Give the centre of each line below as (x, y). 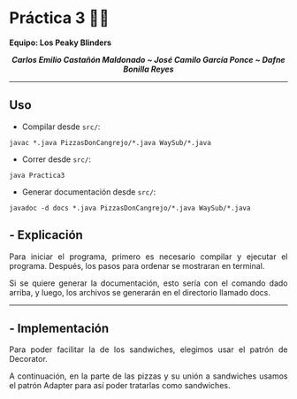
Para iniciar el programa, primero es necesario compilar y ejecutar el (148, 257)
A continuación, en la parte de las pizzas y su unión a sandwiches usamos (148, 376)
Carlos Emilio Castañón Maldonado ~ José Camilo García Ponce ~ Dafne (148, 59)
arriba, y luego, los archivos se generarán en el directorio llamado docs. (140, 292)
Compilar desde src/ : (61, 127)
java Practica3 (37, 175)
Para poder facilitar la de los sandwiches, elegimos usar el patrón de (148, 349)
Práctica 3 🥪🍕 (59, 18)
